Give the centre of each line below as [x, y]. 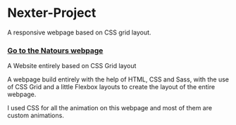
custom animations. [36, 116]
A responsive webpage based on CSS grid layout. [79, 32]
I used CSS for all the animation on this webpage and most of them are [110, 108]
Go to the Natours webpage [55, 51]
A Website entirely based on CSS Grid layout [72, 66]
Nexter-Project [52, 13]
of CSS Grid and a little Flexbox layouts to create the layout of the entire [111, 87]
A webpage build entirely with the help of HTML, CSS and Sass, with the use [118, 79]
